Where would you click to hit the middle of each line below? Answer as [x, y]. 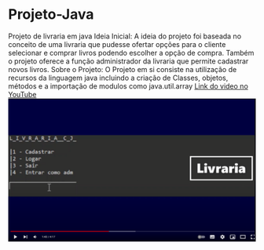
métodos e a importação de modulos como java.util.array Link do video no [128, 86]
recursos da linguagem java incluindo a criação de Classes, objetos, [118, 78]
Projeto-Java [51, 14]
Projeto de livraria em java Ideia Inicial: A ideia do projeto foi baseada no [125, 36]
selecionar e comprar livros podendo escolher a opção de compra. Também [131, 53]
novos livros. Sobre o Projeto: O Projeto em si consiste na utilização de [123, 69]
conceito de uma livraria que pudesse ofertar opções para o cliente [117, 44]
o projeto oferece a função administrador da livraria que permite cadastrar [128, 61]
